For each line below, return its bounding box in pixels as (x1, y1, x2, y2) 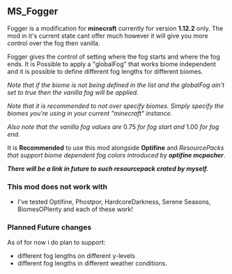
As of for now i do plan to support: (7, 238, 106, 247)
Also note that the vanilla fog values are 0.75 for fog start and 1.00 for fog (7, 122, 219, 131)
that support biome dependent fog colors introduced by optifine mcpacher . (7, 151, 226, 159)
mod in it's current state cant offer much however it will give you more (7, 31, 208, 40)
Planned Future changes (7, 222, 92, 232)
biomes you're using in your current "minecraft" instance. (7, 109, 173, 117)
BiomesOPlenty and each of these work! (17, 205, 134, 213)
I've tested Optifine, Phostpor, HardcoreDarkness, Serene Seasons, (17, 198, 211, 206)
